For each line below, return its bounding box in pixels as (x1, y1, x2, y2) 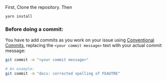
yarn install (5, 14, 33, 19)
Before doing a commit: (5, 25, 64, 32)
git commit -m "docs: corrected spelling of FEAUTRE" (5, 71, 121, 76)
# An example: (5, 66, 35, 71)
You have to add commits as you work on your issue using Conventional (5, 37, 154, 43)
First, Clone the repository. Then (5, 4, 72, 10)
